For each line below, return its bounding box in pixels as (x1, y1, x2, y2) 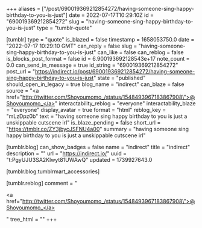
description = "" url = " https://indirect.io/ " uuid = (6, 150, 127, 157)
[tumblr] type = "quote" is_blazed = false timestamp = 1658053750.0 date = (6, 36, 195, 43)
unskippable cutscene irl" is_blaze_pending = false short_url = (6, 119, 161, 126)
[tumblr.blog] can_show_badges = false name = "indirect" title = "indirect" (6, 144, 191, 150)
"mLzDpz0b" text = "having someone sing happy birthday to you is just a (6, 112, 188, 120)
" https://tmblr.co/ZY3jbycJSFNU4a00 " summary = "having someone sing (6, 126, 189, 132)
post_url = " (6, 68, 36, 75)
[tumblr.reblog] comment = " (6, 180, 77, 186)
